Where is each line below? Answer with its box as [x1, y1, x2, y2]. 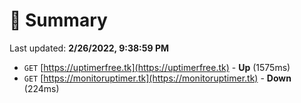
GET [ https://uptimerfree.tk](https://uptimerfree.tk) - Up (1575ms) [23, 61, 291, 73]
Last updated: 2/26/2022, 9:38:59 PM [9, 42, 170, 54]
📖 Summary [9, 9, 108, 32]
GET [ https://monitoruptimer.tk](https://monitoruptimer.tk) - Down [23, 72, 292, 84]
